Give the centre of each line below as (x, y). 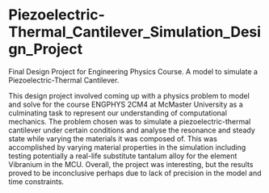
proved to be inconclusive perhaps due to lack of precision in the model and (135, 173)
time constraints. (36, 181)
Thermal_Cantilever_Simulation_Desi (134, 32)
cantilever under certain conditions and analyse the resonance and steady (132, 130)
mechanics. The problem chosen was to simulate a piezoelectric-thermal (130, 121)
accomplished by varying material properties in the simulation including (127, 147)
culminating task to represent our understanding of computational (118, 113)
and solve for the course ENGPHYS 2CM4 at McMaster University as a (126, 104)
